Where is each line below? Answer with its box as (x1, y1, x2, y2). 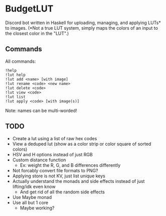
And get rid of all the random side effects (20, 189, 105, 195)
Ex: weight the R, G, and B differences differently (20, 162, 121, 168)
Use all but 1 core (12, 199, 49, 205)
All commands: (5, 58, 36, 64)
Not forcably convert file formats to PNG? (12, 167, 98, 173)
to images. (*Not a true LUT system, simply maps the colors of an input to (5, 25, 158, 31)
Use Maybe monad (12, 194, 52, 200)
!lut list (5, 94, 26, 99)
